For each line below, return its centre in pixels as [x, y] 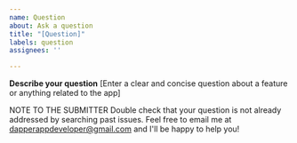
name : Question [37, 17]
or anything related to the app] [65, 93]
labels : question [41, 42]
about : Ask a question [51, 26]
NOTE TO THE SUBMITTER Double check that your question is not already [145, 110]
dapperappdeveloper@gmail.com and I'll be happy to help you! [124, 129]
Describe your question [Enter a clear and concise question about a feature [148, 83]
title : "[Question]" [48, 34]
